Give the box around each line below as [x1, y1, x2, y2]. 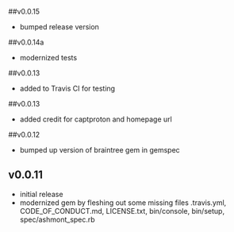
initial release [19, 189, 63, 199]
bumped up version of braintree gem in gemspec [19, 145, 180, 154]
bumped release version [19, 22, 99, 31]
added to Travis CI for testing [19, 83, 116, 93]
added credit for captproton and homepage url [19, 114, 172, 124]
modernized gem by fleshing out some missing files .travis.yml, [19, 198, 227, 207]
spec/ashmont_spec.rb [19, 215, 95, 224]
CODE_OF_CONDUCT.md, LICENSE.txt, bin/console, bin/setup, [19, 206, 224, 215]
